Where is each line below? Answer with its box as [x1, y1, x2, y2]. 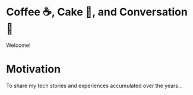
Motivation [6, 62, 61, 76]
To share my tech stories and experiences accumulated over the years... [6, 82, 183, 89]
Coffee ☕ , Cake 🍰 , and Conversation [6, 5, 188, 19]
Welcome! [6, 42, 31, 49]
